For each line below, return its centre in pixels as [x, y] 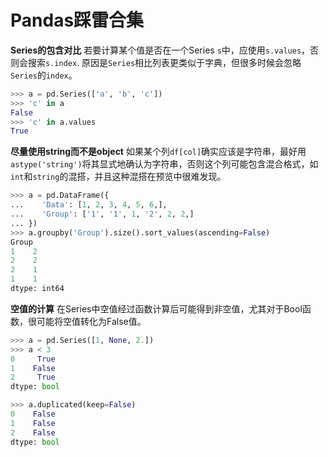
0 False [33, 414]
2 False [33, 432]
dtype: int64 [37, 289]
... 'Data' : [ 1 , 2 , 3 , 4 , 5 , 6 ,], [89, 205]
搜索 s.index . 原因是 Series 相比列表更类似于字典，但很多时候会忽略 [164, 62]
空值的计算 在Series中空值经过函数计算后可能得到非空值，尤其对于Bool [156, 308]
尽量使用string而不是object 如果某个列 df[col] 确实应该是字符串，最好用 [158, 152]
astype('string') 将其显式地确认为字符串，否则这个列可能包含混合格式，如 [164, 164]
